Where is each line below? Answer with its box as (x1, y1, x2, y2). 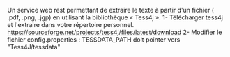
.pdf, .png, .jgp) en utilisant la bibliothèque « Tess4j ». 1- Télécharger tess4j (7, 13, 223, 22)
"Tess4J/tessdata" (7, 43, 61, 51)
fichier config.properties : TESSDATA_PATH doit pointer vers (7, 35, 181, 44)
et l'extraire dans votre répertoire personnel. (7, 21, 135, 28)
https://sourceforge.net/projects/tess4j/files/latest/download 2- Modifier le (7, 28, 222, 36)
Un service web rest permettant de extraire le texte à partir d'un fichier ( (7, 6, 215, 14)
